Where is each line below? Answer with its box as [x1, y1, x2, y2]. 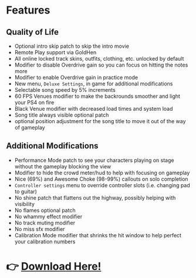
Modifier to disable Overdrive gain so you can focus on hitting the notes [14, 61, 188, 68]
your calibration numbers [14, 238, 76, 245]
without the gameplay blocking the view [14, 163, 111, 170]
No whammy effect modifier [14, 213, 83, 220]
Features [6, 4, 50, 17]
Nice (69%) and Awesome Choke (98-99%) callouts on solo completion [14, 175, 189, 183]
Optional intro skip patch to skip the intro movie [14, 42, 129, 49]
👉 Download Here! [6, 260, 102, 273]
